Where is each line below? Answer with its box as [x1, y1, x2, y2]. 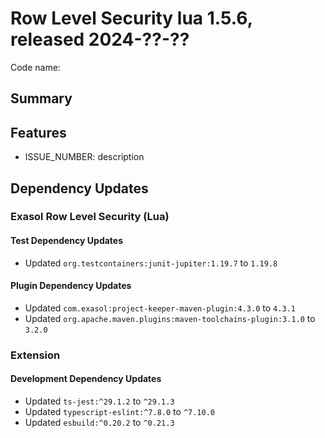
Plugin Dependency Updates [10, 280, 132, 292]
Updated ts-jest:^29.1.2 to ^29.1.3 [24, 395, 175, 407]
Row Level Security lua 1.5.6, [10, 7, 253, 30]
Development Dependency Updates [10, 373, 162, 385]
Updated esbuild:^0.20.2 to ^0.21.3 [24, 416, 175, 428]
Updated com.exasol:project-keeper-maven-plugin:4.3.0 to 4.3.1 [24, 302, 296, 314]
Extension [10, 348, 61, 362]
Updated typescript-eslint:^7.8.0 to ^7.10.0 [24, 405, 215, 417]
